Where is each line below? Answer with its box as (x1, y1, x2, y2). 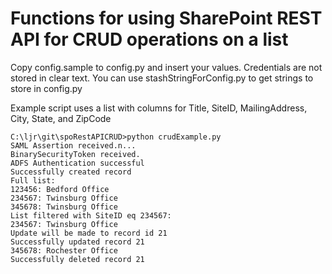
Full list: (10, 175, 56, 186)
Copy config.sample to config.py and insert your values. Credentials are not (10, 61, 323, 73)
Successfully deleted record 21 (10, 254, 145, 264)
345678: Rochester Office (10, 245, 118, 256)
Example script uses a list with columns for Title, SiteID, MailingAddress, (10, 102, 308, 114)
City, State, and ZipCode (10, 112, 112, 124)
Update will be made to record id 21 (10, 228, 168, 238)
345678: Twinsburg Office (10, 202, 118, 212)
